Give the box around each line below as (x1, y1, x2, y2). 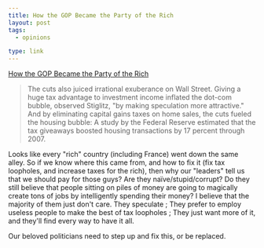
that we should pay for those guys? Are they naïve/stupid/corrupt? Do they (8, 174, 250, 184)
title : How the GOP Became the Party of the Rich (8, 11, 174, 20)
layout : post (8, 19, 51, 27)
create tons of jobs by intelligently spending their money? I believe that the (8, 191, 250, 201)
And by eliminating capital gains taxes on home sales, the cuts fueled (27, 109, 251, 119)
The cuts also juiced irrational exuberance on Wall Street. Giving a (27, 84, 241, 94)
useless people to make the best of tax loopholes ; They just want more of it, (8, 208, 256, 217)
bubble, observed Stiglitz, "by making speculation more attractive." (27, 101, 245, 111)
